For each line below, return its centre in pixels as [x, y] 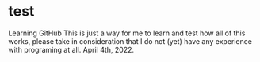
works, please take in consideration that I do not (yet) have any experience [130, 41]
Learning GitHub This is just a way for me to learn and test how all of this [127, 33]
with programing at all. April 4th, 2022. [71, 49]
